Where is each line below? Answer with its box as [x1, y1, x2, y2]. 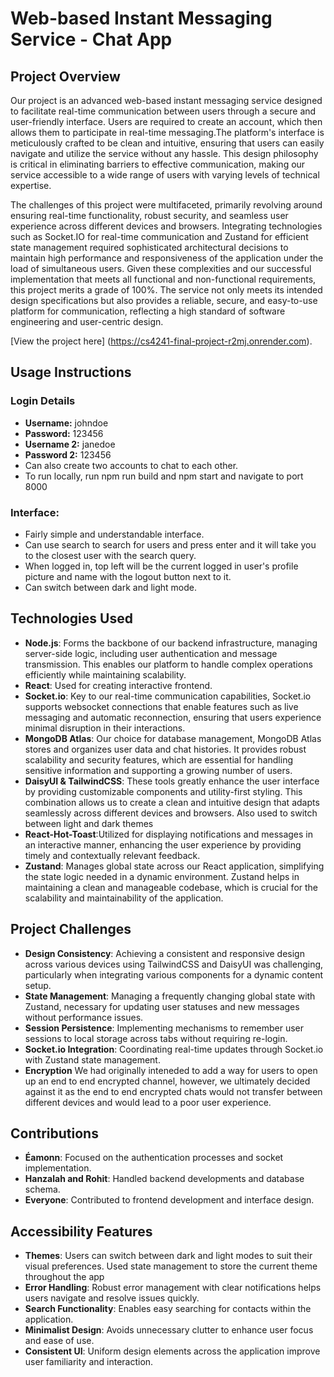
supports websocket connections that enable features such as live [24, 700, 299, 712]
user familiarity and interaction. [24, 1356, 154, 1368]
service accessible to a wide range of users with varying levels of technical [10, 169, 320, 181]
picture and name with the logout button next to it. [24, 570, 232, 582]
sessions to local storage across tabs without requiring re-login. [24, 1032, 288, 1044]
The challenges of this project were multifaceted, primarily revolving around [10, 199, 323, 211]
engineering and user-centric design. [10, 316, 164, 327]
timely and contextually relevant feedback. [24, 849, 201, 861]
